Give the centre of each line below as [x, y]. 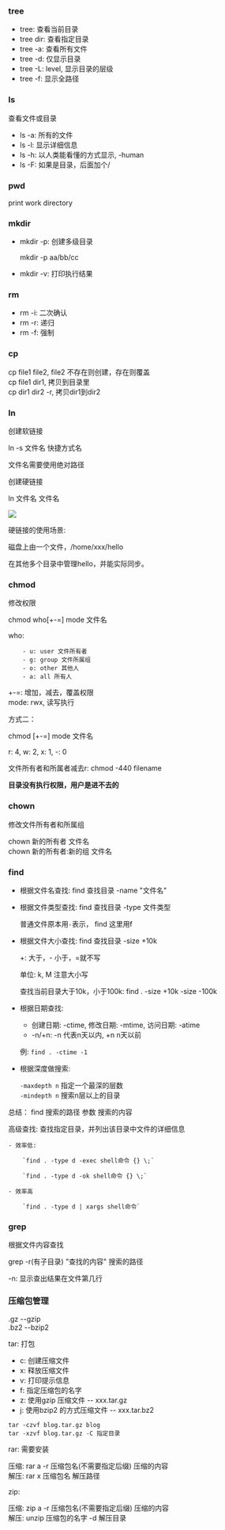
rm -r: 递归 [37, 323]
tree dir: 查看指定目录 [54, 39]
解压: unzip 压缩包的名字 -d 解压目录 [67, 1517]
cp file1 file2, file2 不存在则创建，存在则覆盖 [79, 372]
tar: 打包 [22, 1343]
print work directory [41, 203]
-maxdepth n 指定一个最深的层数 [71, 1085]
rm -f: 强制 [37, 333]
